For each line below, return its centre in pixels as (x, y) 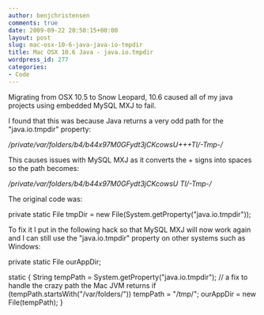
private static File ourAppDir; (55, 261)
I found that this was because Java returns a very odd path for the (116, 120)
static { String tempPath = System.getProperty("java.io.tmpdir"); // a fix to (128, 277)
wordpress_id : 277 (38, 60)
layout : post (30, 38)
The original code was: (45, 199)
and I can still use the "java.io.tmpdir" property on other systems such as (127, 237)
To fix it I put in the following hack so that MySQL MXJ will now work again (130, 230)
